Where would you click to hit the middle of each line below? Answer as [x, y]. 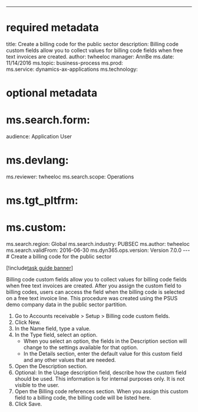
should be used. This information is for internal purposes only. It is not [100, 379]
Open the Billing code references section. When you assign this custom [101, 391]
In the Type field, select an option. [56, 335]
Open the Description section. [51, 366]
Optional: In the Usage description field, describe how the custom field [100, 372]
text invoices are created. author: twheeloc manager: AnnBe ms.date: [90, 56]
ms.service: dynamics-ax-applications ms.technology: [72, 69]
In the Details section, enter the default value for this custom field [103, 354]
